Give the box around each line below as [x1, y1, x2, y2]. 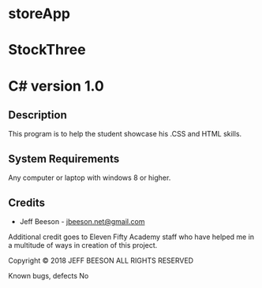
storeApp [8, 5, 71, 23]
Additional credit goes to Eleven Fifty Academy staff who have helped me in [8, 232, 255, 241]
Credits [8, 196, 46, 209]
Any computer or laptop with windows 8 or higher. [8, 173, 171, 182]
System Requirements [8, 151, 120, 166]
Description [8, 108, 67, 122]
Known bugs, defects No [8, 271, 89, 280]
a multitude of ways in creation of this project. [8, 241, 158, 249]
